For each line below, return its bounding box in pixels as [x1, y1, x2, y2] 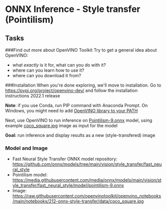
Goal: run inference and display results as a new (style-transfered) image [5, 132, 156, 138]
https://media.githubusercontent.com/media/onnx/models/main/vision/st [12, 177, 162, 183]
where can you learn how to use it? [12, 67, 84, 73]
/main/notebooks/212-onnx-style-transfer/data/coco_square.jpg [12, 198, 144, 205]
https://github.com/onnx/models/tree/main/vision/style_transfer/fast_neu [12, 161, 162, 167]
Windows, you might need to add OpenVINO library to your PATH [5, 108, 138, 113]
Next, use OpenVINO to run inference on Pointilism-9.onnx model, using [5, 117, 153, 123]
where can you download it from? [12, 73, 81, 78]
